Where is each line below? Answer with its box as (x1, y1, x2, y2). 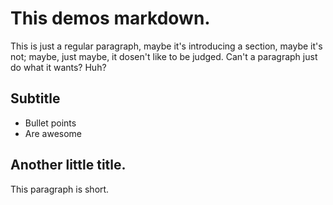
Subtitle (10, 90, 61, 107)
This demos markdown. (10, 7, 211, 30)
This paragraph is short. (10, 183, 110, 195)
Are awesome (24, 127, 83, 139)
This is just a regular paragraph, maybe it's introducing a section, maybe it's (10, 40, 323, 52)
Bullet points (24, 117, 77, 129)
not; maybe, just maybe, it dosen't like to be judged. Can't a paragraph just (10, 50, 318, 62)
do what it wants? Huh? (10, 61, 107, 73)
